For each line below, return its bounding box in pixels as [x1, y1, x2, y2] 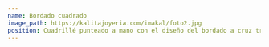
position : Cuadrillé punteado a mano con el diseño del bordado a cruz [7, 26, 252, 34]
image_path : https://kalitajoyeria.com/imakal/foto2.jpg [7, 19, 202, 27]
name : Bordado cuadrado [7, 11, 88, 20]
